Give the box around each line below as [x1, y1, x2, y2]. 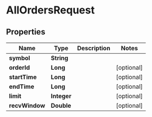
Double [50, 102, 71, 109]
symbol [9, 54, 30, 62]
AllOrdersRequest [6, 4, 95, 17]
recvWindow [9, 102, 46, 109]
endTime [9, 82, 34, 91]
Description [77, 44, 110, 52]
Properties [6, 27, 46, 37]
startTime [9, 73, 37, 81]
